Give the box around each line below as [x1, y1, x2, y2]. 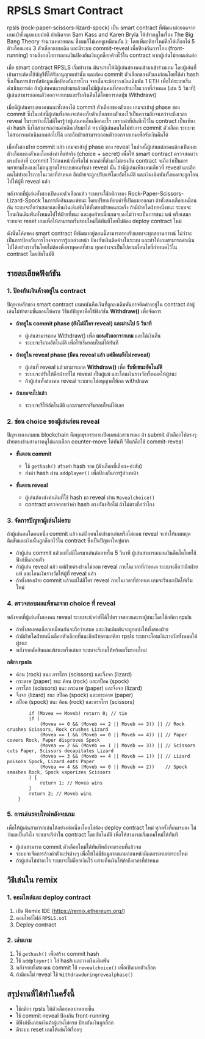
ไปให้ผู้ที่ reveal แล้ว [7, 177, 51, 185]
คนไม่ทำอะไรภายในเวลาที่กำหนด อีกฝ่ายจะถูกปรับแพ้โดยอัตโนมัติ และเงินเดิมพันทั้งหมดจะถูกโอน [7, 171, 199, 178]
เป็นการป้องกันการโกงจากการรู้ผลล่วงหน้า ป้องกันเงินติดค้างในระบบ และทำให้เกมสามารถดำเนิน [7, 236, 195, 243]
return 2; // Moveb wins [29, 790, 92, 797]
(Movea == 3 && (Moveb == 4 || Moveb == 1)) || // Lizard [39, 753, 190, 759]
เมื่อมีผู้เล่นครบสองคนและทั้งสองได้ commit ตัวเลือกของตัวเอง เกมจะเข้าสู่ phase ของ [7, 103, 181, 111]
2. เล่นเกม [7, 936, 32, 945]
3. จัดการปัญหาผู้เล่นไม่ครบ [7, 516, 71, 525]
